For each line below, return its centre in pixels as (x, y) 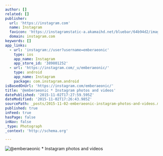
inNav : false (18, 122)
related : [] (17, 14)
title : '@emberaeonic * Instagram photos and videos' (61, 90)
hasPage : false (20, 117)
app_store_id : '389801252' (41, 63)
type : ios (24, 54)
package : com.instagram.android (46, 81)
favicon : (18, 32)
